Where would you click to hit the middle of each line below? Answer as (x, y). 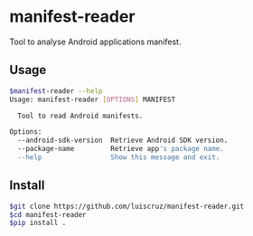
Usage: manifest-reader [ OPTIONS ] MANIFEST (93, 99)
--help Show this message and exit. (119, 157)
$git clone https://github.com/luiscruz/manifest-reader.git (127, 206)
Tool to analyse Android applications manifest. (95, 42)
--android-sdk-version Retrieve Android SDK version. (123, 141)
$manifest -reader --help (56, 91)
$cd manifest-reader (48, 214)
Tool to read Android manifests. (80, 116)
